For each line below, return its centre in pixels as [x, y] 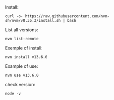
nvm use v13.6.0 [22, 75]
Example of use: [22, 66]
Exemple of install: [24, 48]
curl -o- [14, 16]
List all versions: [22, 30]
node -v [13, 94]
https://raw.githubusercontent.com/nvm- [67, 16]
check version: [20, 84]
